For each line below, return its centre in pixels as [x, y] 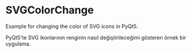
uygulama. [18, 44]
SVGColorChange [50, 10]
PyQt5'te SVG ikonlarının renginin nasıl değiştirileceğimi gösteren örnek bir [96, 37]
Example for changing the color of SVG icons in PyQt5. [72, 26]
